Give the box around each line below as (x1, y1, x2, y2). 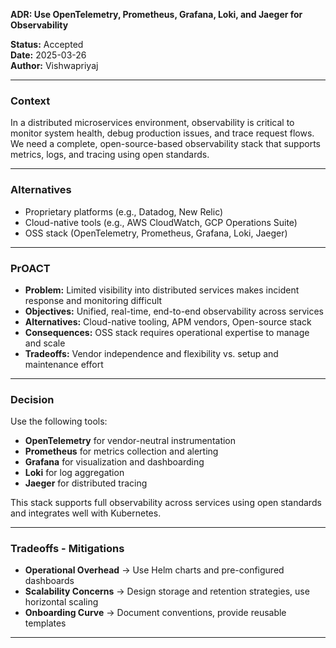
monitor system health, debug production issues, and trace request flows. (10, 127, 315, 139)
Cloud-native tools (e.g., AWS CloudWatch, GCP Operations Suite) (24, 216, 298, 228)
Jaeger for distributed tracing (24, 477, 148, 489)
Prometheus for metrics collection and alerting (24, 445, 219, 458)
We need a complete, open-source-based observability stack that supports (10, 138, 321, 150)
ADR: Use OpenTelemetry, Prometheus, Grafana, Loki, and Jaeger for (10, 9, 303, 20)
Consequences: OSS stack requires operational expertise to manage (24, 326, 310, 338)
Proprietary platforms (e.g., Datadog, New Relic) (24, 205, 224, 218)
